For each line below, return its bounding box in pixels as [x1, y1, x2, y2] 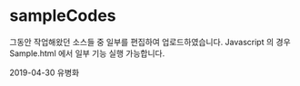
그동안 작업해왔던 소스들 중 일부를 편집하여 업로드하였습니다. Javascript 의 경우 [9, 36, 291, 47]
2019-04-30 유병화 [9, 67, 80, 78]
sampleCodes [9, 5, 116, 26]
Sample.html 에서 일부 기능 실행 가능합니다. [9, 47, 165, 59]
